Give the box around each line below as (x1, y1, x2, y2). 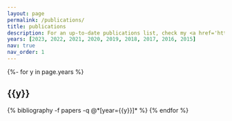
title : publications (7, 23, 67, 30)
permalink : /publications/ (7, 17, 85, 24)
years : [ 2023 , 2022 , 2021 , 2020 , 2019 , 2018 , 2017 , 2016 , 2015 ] (7, 36, 196, 43)
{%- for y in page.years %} (7, 67, 84, 76)
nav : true (7, 42, 36, 49)
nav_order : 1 (7, 49, 45, 56)
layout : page (7, 10, 45, 17)
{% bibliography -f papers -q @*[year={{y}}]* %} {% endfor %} (7, 106, 189, 114)
